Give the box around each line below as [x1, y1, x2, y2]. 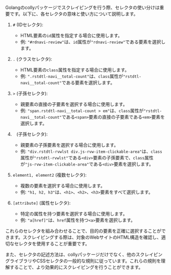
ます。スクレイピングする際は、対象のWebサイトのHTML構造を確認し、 [9, 234, 162, 240]
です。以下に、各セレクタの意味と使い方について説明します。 [9, 11, 138, 17]
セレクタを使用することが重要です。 [14, 241, 90, 246]
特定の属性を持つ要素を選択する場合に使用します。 [20, 211, 128, 216]
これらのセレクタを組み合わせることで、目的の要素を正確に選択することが [5, 228, 162, 234]
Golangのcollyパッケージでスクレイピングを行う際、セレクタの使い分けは [5, 5, 160, 10]
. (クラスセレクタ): [12, 56, 53, 62]
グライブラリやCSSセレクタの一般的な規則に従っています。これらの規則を [5, 258, 161, 264]
